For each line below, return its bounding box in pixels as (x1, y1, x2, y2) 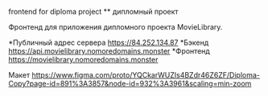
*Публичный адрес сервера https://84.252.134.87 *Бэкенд (8, 38, 209, 47)
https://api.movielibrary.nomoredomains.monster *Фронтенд (8, 46, 211, 55)
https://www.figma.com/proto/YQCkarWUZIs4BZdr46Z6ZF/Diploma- (31, 70, 260, 79)
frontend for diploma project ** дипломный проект (8, 7, 179, 16)
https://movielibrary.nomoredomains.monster (8, 55, 159, 64)
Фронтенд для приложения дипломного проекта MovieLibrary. (8, 22, 223, 31)
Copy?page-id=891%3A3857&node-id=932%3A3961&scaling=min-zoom (8, 79, 252, 88)
